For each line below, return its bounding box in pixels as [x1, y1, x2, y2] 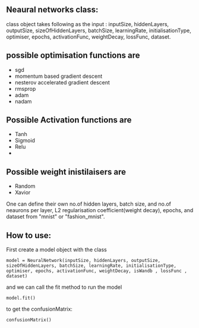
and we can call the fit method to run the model [6, 283, 122, 291]
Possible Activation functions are [6, 115, 132, 125]
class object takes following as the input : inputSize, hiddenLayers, [6, 20, 169, 27]
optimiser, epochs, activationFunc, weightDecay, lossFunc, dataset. [6, 33, 171, 40]
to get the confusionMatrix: [6, 305, 73, 313]
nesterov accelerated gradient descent [14, 78, 110, 86]
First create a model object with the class [6, 246, 107, 253]
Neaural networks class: [6, 5, 99, 15]
